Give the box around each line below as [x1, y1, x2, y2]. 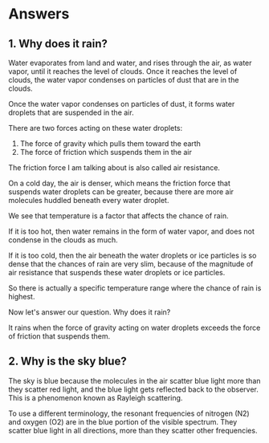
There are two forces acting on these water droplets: [8, 124, 183, 132]
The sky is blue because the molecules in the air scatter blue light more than [8, 376, 261, 385]
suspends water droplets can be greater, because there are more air [8, 187, 234, 197]
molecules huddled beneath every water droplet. [8, 196, 169, 205]
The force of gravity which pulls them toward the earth [19, 139, 201, 148]
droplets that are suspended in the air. [8, 108, 134, 117]
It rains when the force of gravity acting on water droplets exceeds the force [8, 323, 261, 332]
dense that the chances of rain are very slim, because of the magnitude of [8, 259, 254, 269]
